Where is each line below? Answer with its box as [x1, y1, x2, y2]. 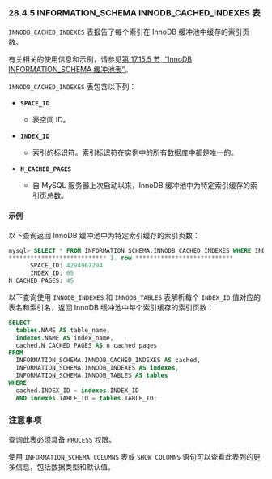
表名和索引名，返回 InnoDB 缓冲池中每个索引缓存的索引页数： [8, 302, 215, 312]
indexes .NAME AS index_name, [15, 334, 114, 342]
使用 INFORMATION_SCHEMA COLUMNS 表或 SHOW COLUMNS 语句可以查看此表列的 [8, 451, 253, 461]
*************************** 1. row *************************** [8, 254, 233, 263]
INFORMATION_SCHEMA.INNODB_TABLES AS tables [15, 371, 168, 379]
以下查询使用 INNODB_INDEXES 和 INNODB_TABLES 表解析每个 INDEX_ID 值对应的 [8, 292, 261, 302]
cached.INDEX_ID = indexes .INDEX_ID [15, 387, 139, 395]
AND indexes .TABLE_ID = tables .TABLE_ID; [15, 394, 158, 402]
